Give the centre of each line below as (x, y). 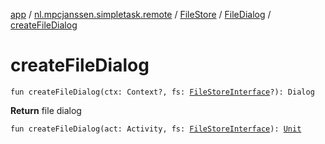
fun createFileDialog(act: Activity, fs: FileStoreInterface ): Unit (156, 129)
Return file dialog (46, 110)
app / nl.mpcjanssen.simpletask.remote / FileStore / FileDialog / (141, 14)
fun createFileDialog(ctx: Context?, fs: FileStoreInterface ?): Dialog (162, 92)
